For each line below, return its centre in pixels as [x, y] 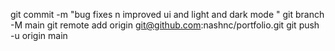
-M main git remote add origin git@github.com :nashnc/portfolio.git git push [165, 25]
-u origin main [39, 35]
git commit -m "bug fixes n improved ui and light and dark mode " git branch [167, 14]
